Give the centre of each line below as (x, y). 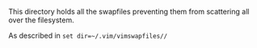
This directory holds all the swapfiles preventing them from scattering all (129, 12)
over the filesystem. (41, 20)
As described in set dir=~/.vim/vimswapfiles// (88, 36)
